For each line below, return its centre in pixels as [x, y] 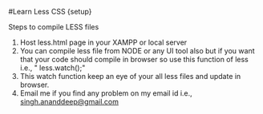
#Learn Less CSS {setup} [50, 12]
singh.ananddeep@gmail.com [69, 102]
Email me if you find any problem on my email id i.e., [106, 93]
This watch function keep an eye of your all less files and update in [130, 76]
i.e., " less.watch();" [53, 68]
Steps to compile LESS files [54, 27]
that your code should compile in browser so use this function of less [134, 59]
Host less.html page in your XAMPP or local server [103, 42]
